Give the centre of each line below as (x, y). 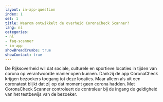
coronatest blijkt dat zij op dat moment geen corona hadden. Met (70, 84)
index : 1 (14, 14)
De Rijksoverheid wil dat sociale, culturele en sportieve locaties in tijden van (81, 68)
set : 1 (12, 18)
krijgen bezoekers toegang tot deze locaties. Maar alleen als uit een (73, 79)
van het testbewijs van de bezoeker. (41, 94)
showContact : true (24, 55)
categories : (17, 32)
